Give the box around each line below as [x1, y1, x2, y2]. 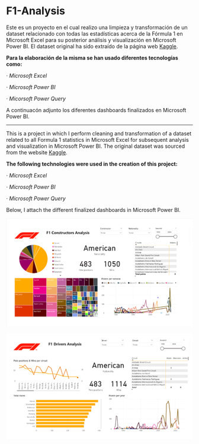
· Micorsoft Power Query [6, 95, 66, 102]
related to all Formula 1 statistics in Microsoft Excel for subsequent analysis [6, 136, 190, 143]
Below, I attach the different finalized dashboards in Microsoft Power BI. [6, 206, 181, 213]
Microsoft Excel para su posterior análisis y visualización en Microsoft [6, 36, 176, 43]
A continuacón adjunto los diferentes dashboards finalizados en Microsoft [6, 106, 187, 113]
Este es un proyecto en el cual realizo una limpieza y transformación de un [6, 24, 188, 31]
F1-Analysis [6, 4, 65, 18]
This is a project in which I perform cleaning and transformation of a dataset [6, 129, 192, 137]
